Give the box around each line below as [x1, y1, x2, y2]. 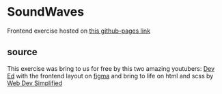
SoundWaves [7, 4, 84, 20]
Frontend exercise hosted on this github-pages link [7, 27, 151, 35]
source [7, 46, 38, 58]
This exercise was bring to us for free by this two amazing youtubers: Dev [7, 64, 215, 72]
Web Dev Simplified [7, 79, 63, 87]
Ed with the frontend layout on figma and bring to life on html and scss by [7, 72, 214, 80]
